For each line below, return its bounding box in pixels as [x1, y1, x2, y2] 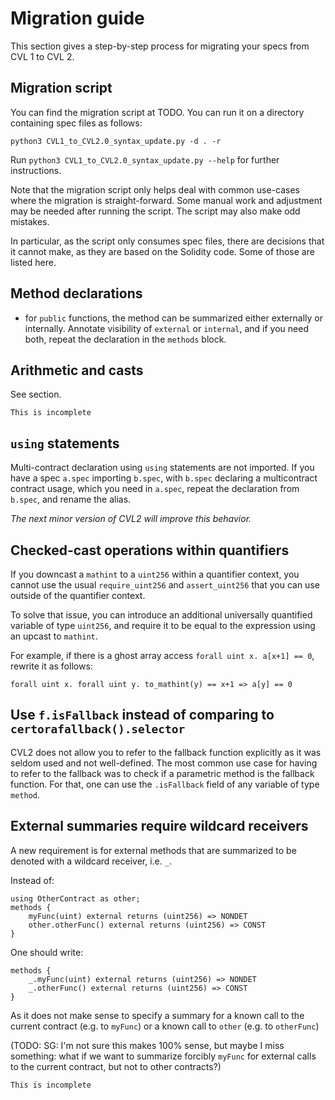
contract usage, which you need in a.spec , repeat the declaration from [10, 483, 300, 495]
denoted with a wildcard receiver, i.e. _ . [10, 855, 172, 867]
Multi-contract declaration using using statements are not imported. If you [10, 462, 315, 474]
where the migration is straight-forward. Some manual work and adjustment [10, 194, 323, 206]
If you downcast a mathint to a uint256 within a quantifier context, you [10, 568, 300, 580]
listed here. [10, 256, 57, 268]
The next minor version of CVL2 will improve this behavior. [10, 513, 252, 525]
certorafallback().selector [10, 722, 186, 737]
